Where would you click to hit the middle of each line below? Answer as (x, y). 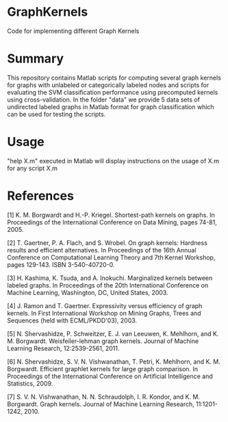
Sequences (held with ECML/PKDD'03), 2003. (72, 320)
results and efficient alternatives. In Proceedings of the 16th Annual (102, 250)
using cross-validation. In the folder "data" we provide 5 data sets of (104, 99)
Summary (35, 59)
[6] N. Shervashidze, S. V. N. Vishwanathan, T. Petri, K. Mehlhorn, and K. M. (114, 362)
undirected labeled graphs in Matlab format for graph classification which (111, 106)
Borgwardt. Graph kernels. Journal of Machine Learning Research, (101, 404)
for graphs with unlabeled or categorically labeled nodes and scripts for (108, 85)
